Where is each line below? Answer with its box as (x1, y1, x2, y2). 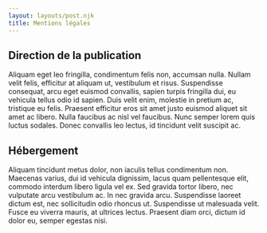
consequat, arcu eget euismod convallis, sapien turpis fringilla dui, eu (8, 87, 237, 97)
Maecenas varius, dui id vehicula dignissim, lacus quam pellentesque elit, (8, 173, 249, 184)
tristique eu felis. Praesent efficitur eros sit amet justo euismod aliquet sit (8, 104, 248, 113)
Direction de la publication (8, 49, 142, 62)
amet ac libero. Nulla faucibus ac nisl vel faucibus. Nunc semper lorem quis (8, 113, 256, 122)
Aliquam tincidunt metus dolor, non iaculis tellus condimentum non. (8, 165, 229, 175)
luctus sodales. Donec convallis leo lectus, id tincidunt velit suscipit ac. (8, 120, 241, 130)
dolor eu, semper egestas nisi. (8, 216, 108, 226)
